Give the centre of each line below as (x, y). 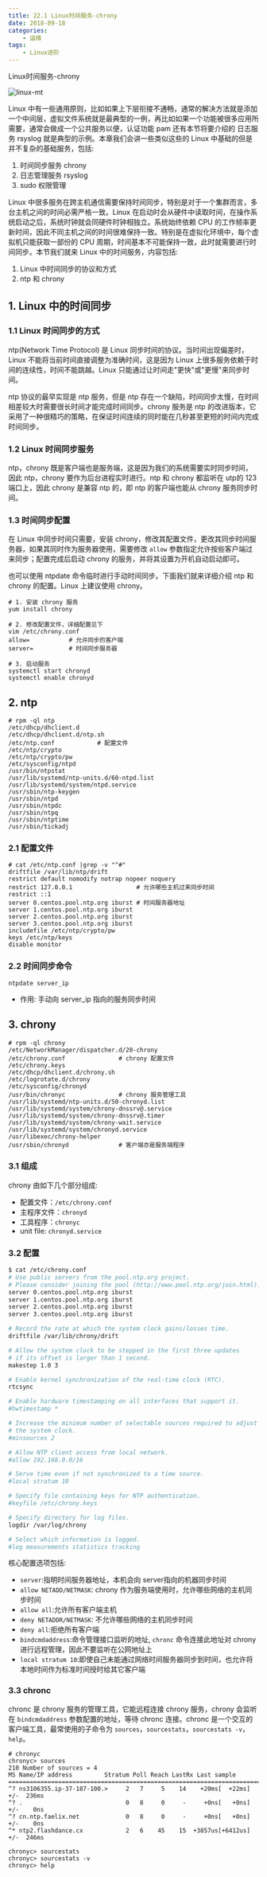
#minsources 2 (32, 1438)
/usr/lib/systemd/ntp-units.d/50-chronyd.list (87, 1102)
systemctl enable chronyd (51, 678)
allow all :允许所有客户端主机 (68, 1610)
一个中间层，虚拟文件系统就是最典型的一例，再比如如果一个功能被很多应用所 (133, 119)
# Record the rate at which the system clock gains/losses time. (118, 1329)
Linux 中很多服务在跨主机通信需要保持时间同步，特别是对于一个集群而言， (130, 202)
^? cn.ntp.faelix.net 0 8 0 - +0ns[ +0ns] (129, 1817)
